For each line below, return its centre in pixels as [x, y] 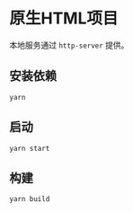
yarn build [30, 199]
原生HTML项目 [64, 18]
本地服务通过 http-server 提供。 [69, 45]
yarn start [30, 148]
